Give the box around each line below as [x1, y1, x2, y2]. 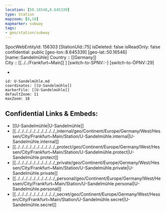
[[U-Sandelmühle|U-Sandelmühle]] [12, 122, 84, 129]
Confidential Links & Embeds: [5, 109, 98, 118]
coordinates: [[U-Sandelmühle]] [5, 83, 72, 88]
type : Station [5, 12, 35, 17]
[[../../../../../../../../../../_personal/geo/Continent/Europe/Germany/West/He [12, 175, 161, 181]
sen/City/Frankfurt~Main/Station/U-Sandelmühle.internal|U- [12, 133, 135, 139]
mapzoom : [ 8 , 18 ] [5, 16, 39, 21]
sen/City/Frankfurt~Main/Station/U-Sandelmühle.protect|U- [12, 149, 135, 155]
